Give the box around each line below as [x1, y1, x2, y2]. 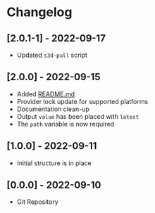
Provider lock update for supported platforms [16, 97, 149, 105]
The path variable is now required [16, 120, 114, 128]
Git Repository [16, 198, 59, 206]
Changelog [6, 4, 73, 20]
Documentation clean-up [16, 105, 89, 113]
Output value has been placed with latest [16, 112, 139, 120]
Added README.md [16, 89, 75, 98]
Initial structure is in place [16, 159, 92, 167]
